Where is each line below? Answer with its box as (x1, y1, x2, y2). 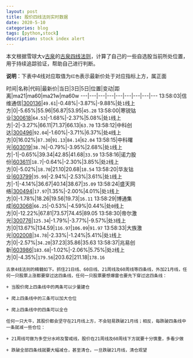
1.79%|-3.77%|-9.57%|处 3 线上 (52, 217, 126, 224)
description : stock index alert (6, 36, 85, 42)
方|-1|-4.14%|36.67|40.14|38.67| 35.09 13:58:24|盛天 (6, 180, 130, 187)
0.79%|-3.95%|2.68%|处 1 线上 (49, 144, 123, 150)
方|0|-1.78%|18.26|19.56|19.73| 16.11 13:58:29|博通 (6, 195, 127, 202)
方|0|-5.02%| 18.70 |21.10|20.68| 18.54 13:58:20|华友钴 (6, 166, 134, 173)
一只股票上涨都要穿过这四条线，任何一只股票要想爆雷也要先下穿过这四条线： (10, 273, 167, 279)
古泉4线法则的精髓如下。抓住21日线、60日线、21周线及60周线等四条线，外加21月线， (6, 266, 183, 272)
